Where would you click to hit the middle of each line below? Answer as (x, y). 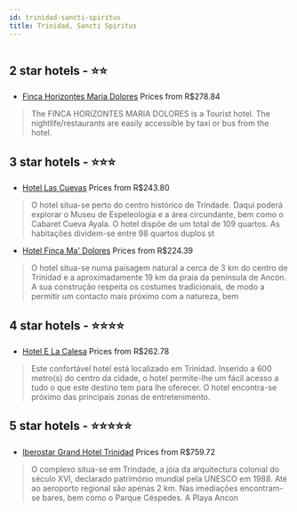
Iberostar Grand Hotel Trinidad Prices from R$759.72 (119, 451)
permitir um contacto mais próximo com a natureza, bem (135, 297)
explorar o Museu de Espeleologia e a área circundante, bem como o (157, 215)
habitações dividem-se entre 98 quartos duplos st (123, 233)
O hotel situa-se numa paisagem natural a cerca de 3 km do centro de (159, 268)
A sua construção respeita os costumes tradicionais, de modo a (148, 287)
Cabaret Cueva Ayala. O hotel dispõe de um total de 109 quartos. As (155, 224)
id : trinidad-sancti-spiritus (65, 17)
